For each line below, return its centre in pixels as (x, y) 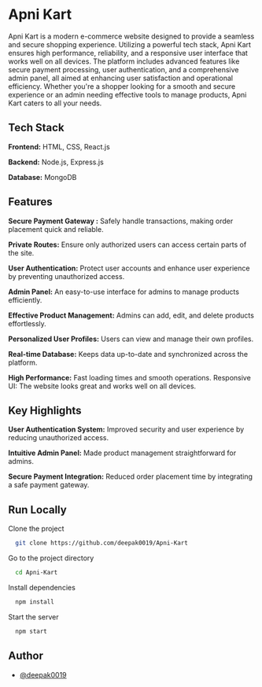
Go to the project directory (51, 558)
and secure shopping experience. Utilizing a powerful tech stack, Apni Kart (130, 44)
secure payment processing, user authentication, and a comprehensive (124, 69)
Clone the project (36, 529)
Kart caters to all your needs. (55, 103)
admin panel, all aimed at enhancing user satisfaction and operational (121, 78)
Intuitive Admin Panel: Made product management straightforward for (122, 453)
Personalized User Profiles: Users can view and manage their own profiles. (131, 339)
